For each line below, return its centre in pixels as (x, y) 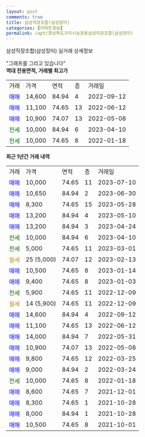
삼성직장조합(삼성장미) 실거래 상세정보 (50, 51)
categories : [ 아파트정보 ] (34, 28)
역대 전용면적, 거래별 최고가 (37, 70)
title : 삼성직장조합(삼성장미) (38, 22)
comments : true (25, 17)
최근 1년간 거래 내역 (28, 157)
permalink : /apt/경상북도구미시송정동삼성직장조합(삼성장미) (70, 33)
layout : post (22, 11)
